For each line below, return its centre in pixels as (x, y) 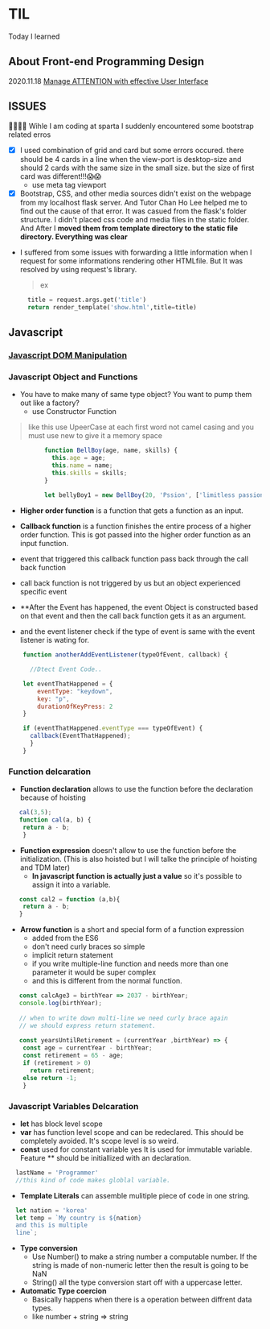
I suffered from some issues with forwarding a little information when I (136, 252)
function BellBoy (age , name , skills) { (111, 451)
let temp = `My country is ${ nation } (79, 1218)
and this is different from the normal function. (107, 981)
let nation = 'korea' (52, 1210)
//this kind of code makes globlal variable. (93, 1180)
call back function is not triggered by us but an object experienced (130, 583)
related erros (30, 135)
